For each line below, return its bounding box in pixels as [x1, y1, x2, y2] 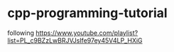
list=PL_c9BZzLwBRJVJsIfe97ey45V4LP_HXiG [7, 36, 143, 44]
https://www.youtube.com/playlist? [35, 28, 138, 37]
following [7, 28, 34, 37]
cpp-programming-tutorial [7, 5, 168, 21]
